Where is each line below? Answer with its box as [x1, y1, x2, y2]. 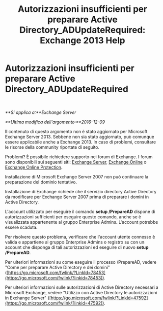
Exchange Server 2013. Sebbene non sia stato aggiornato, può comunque [5, 134, 155, 139]
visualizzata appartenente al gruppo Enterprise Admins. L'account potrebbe [5, 219, 158, 225]
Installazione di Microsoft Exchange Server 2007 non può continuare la [5, 173, 149, 179]
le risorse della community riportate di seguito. [5, 144, 100, 150]
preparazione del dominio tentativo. [5, 179, 77, 185]
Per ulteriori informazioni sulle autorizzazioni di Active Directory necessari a [5, 284, 159, 290]
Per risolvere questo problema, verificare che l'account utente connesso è [5, 234, 156, 240]
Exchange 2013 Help [40, 35, 125, 46]
